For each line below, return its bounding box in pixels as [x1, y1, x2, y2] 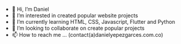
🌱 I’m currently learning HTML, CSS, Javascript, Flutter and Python [11, 18, 176, 25]
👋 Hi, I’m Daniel [11, 6, 49, 12]
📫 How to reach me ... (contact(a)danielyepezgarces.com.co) [11, 32, 163, 38]
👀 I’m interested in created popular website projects [11, 12, 138, 19]
